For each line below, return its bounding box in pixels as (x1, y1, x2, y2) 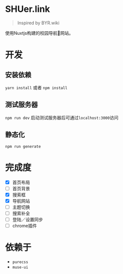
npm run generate (5, 144, 41, 149)
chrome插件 (12, 222, 37, 228)
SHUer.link (5, 3, 51, 15)
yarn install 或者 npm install (5, 84, 68, 90)
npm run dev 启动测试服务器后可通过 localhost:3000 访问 (5, 114, 119, 120)
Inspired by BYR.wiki (17, 20, 60, 26)
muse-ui (12, 265, 28, 270)
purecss (12, 259, 28, 265)
